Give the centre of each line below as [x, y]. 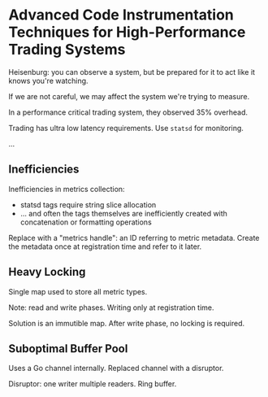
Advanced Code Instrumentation [121, 15]
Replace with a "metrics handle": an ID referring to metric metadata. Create [134, 238]
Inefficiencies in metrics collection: [67, 189]
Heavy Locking [47, 272]
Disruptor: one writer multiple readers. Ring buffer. [93, 384]
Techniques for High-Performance [127, 32]
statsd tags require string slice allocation [88, 204]
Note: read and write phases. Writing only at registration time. [111, 308]
